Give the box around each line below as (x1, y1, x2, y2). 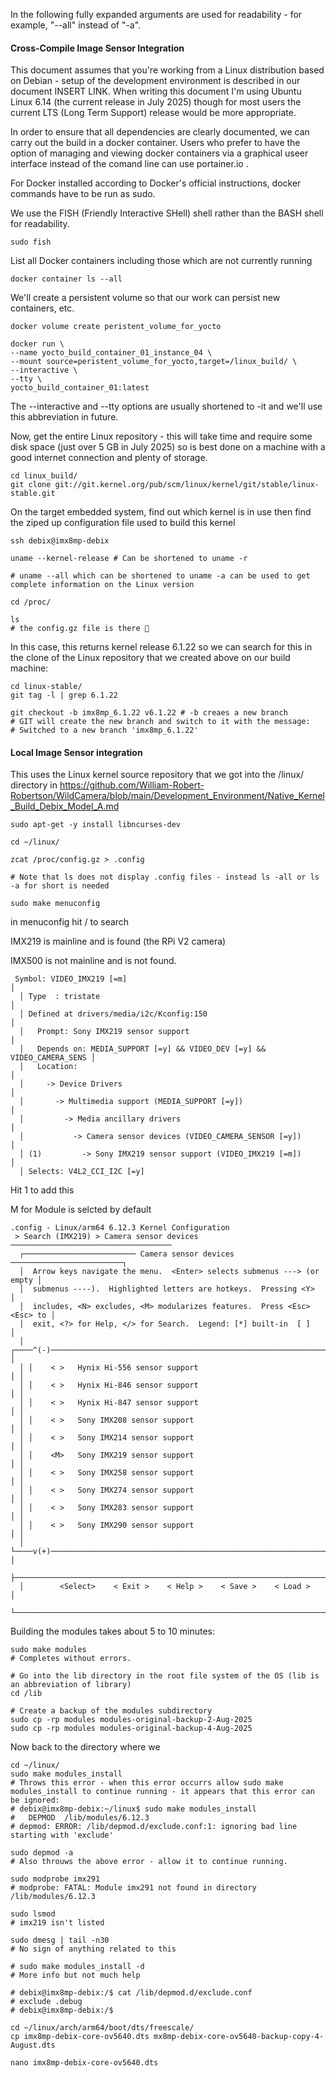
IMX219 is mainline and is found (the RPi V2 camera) (10, 935, 227, 948)
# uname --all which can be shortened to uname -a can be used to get (10, 571, 311, 581)
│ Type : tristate (19, 992, 101, 1002)
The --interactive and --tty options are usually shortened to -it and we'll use (10, 400, 323, 413)
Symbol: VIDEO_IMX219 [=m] (14, 974, 128, 984)
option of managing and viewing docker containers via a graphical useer (10, 147, 309, 159)
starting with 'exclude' (10, 1830, 114, 1841)
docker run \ (10, 339, 65, 349)
